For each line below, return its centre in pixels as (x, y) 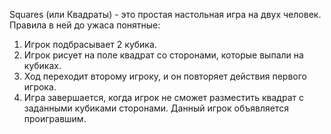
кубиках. (42, 65)
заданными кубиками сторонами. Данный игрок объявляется (156, 108)
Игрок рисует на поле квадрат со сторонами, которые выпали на (163, 55)
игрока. (40, 87)
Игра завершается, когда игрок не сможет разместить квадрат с (163, 97)
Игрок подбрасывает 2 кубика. (90, 44)
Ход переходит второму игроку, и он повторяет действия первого (165, 76)
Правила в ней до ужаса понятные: (85, 25)
